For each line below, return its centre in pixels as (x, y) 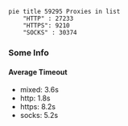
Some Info (29, 52)
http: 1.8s (35, 98)
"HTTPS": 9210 (46, 26)
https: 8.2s (38, 107)
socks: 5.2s (39, 116)
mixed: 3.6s (39, 90)
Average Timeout (38, 71)
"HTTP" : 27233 (48, 18)
